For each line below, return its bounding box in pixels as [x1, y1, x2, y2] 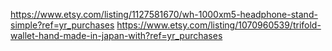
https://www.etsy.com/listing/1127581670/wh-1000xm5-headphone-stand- [10, 9, 318, 20]
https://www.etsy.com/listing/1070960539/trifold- [116, 19, 322, 31]
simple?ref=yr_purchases [10, 19, 115, 31]
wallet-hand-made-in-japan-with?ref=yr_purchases [10, 30, 223, 41]
